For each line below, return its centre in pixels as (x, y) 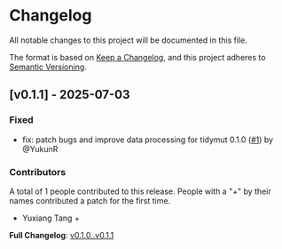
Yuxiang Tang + (51, 218)
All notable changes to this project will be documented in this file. (129, 40)
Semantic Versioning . (48, 67)
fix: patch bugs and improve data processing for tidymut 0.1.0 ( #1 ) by (147, 140)
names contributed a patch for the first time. (90, 200)
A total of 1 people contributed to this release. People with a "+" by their (141, 191)
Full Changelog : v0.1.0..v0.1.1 (62, 235)
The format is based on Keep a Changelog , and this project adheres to (137, 57)
